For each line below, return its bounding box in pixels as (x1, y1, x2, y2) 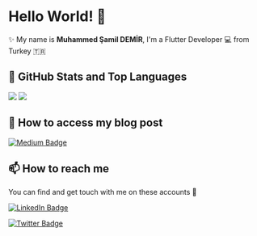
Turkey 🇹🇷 (8, 46, 46, 56)
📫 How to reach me (8, 162, 110, 175)
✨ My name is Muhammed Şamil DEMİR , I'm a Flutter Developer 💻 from (8, 34, 250, 44)
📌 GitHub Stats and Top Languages (8, 70, 187, 84)
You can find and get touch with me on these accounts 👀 (8, 188, 197, 197)
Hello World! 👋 (8, 7, 107, 26)
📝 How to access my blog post (8, 116, 163, 130)
